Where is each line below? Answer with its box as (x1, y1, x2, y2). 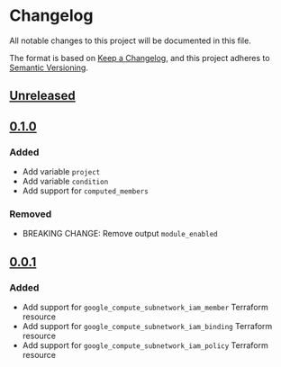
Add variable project (22, 166, 101, 177)
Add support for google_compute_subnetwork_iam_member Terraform (22, 302, 268, 312)
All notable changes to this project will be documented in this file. (9, 35, 252, 46)
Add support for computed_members (22, 185, 149, 196)
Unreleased (9, 88, 77, 103)
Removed (9, 208, 52, 220)
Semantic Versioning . (9, 62, 88, 73)
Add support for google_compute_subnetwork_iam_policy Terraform (22, 340, 268, 351)
